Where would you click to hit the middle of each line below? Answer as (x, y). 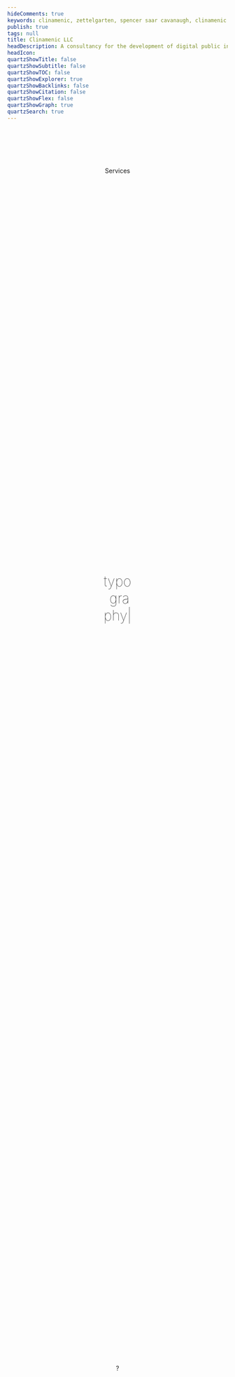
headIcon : (22, 53)
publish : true (28, 27)
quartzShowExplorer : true (45, 79)
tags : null (23, 33)
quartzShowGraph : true (40, 105)
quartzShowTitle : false (42, 60)
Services (117, 171)
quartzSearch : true (36, 112)
